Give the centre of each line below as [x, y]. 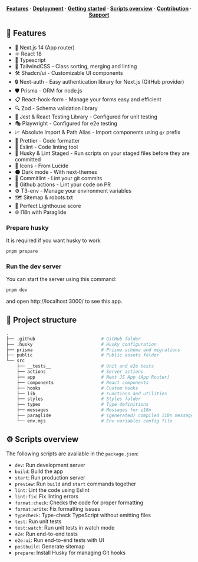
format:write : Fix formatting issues [57, 508]
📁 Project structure [42, 320]
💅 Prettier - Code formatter [47, 140]
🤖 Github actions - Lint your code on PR [62, 184]
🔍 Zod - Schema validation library [56, 108]
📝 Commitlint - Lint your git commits [58, 178]
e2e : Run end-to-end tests [46, 534]
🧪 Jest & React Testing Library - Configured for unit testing [86, 117]
